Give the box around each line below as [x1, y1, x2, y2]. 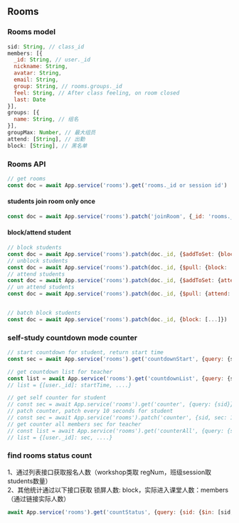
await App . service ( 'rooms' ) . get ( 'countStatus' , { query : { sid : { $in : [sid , [7, 508, 234, 516]
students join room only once [7, 197, 96, 205]
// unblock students [7, 257, 69, 264]
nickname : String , [14, 63, 69, 70]
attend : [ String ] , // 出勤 [7, 135, 85, 143]
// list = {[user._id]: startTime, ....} [7, 382, 132, 389]
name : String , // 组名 [14, 116, 79, 123]
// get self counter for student [7, 394, 107, 401]
